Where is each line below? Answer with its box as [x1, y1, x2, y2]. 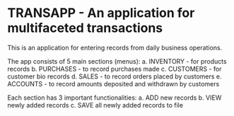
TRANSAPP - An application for [7, 5, 195, 21]
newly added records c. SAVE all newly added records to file [7, 100, 184, 109]
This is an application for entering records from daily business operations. [7, 43, 223, 52]
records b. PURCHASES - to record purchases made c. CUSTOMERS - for [7, 64, 222, 73]
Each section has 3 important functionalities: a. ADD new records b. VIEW [7, 93, 222, 102]
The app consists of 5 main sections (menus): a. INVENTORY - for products [7, 57, 228, 65]
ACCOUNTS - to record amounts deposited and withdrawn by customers [7, 79, 220, 88]
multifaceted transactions [7, 20, 163, 36]
